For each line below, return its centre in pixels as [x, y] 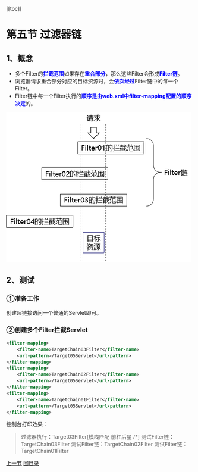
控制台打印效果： [27, 424]
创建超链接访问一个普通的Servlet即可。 [54, 312]
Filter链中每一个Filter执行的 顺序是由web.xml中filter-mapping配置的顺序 [103, 96]
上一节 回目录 [23, 463]
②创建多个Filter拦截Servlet [47, 330]
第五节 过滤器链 [44, 35]
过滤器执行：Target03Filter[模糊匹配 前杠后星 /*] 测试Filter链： [97, 437]
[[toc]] [14, 9]
